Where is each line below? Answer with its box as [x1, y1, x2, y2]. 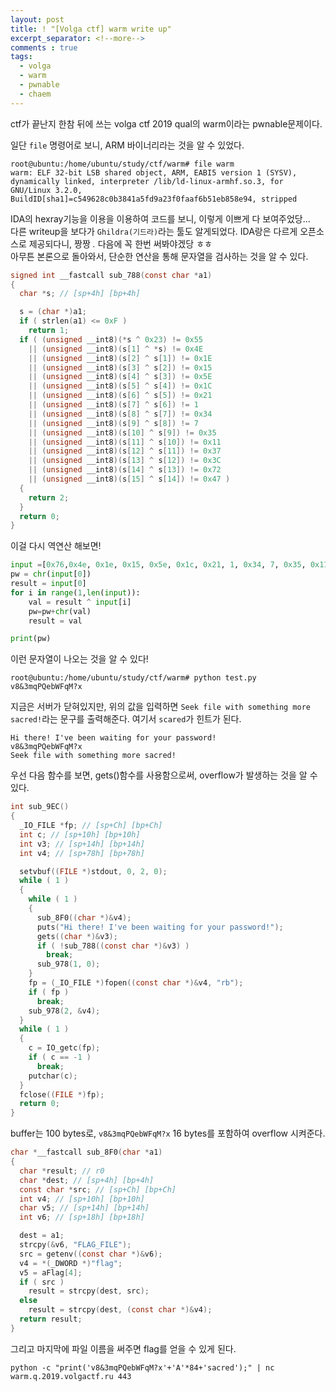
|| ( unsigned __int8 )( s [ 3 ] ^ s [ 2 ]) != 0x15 [28, 362, 213, 373]
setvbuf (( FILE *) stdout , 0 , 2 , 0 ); [19, 866, 168, 876]
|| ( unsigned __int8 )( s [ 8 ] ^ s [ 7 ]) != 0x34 [28, 409, 213, 419]
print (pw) [10, 634, 52, 644]
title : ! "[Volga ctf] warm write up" [10, 24, 172, 34]
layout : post [10, 14, 65, 25]
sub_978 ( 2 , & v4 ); [28, 1006, 101, 1016]
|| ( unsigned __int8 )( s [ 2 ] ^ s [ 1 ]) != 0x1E [28, 353, 213, 363]
